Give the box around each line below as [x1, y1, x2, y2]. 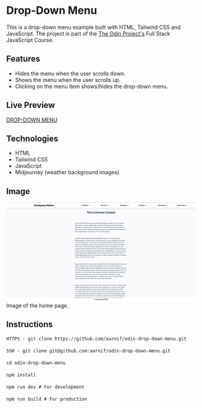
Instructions [6, 319, 53, 329]
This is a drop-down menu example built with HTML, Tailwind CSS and [6, 24, 181, 31]
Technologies [6, 133, 59, 143]
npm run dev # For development [6, 384, 85, 391]
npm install [6, 372, 36, 378]
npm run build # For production [6, 396, 87, 403]
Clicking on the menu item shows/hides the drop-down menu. [14, 83, 168, 90]
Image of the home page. [6, 302, 69, 309]
